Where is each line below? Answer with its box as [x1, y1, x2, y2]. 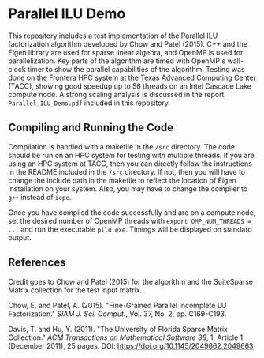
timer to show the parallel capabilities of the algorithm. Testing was [27, 64, 246, 73]
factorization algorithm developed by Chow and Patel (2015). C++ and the [8, 39, 248, 48]
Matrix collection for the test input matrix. [8, 285, 143, 295]
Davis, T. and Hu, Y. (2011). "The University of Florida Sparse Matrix [8, 324, 229, 334]
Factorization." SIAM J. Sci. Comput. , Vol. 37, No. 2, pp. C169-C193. [8, 309, 227, 318]
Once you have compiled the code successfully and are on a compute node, [8, 207, 256, 217]
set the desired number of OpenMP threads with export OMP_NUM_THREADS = [8, 216, 252, 225]
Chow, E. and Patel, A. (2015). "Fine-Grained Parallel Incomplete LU [8, 300, 227, 310]
